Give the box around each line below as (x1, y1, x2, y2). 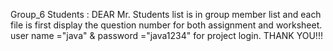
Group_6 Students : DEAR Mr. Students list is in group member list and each (10, 9, 322, 20)
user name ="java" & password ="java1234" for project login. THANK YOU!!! (10, 30, 323, 41)
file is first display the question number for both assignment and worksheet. (10, 19, 323, 31)
